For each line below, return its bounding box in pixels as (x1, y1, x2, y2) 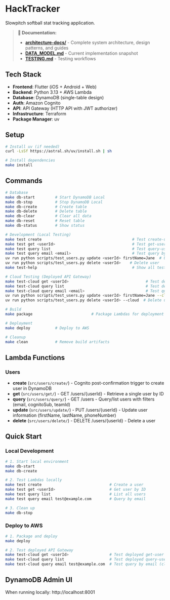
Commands (5, 177, 43, 185)
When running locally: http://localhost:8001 (5, 589, 95, 595)
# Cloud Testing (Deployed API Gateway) (5, 274, 92, 279)
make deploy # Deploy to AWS (5, 325, 90, 331)
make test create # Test (5, 236, 146, 242)
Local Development (5, 448, 54, 455)
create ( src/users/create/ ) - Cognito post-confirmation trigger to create (12, 380, 164, 386)
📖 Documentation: (17, 29, 57, 35)
